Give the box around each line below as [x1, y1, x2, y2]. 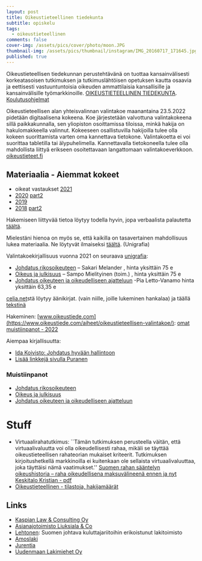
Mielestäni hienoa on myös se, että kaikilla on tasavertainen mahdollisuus [6, 234, 188, 241]
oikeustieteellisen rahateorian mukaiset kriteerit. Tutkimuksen [14, 451, 167, 458]
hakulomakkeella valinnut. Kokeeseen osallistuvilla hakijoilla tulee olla [6, 126, 178, 134]
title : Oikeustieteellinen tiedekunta [6, 14, 103, 20]
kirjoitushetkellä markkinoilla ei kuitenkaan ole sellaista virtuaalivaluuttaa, [14, 457, 196, 464]
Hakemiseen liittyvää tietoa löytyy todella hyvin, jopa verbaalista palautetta [6, 216, 191, 223]
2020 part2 [14, 192, 43, 199]
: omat [174, 320, 190, 327]
